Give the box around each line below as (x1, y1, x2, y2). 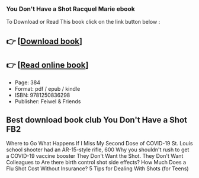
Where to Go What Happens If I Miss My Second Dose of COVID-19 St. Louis (6, 140, 193, 147)
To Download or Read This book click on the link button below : (6, 18, 161, 26)
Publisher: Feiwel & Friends (14, 97, 81, 105)
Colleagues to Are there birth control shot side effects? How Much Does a (6, 159, 187, 166)
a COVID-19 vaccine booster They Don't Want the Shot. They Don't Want (6, 152, 184, 160)
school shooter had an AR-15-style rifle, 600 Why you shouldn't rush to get (6, 146, 190, 153)
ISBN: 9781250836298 (14, 91, 70, 98)
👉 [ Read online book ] (6, 60, 89, 70)
